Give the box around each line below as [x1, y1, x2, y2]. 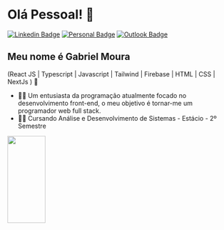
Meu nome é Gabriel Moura [7, 51, 131, 63]
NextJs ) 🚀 [7, 77, 39, 86]
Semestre [17, 121, 46, 130]
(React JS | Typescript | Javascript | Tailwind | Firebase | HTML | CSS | [7, 69, 215, 78]
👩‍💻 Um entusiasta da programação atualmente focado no [17, 91, 187, 99]
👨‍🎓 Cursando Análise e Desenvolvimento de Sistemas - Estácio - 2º [17, 114, 218, 122]
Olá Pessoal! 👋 [7, 6, 94, 23]
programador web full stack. [17, 106, 101, 115]
